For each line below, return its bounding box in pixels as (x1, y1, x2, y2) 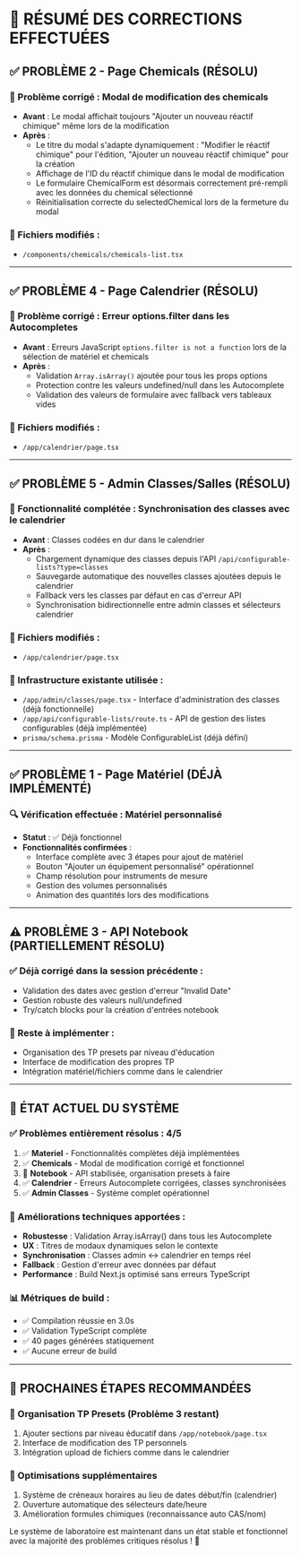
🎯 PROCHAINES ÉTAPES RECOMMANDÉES (9, 1380, 252, 1395)
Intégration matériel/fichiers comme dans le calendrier (21, 1067, 224, 1077)
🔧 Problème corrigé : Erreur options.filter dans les (9, 310, 230, 323)
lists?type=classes (35, 563, 109, 572)
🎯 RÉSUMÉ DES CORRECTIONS (9, 9, 243, 30)
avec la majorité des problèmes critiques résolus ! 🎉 (9, 1535, 200, 1546)
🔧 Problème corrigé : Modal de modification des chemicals (9, 91, 269, 103)
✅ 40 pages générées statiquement (21, 1335, 155, 1346)
